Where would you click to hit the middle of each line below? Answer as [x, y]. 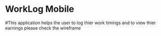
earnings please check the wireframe [43, 28]
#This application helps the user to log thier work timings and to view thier [80, 23]
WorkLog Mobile [40, 9]
